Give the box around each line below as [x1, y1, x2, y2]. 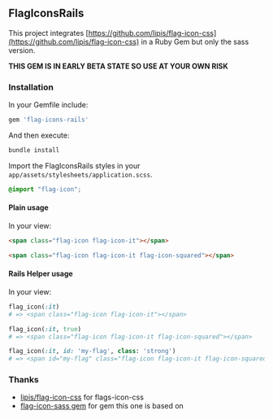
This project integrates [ [8, 28, 89, 37]
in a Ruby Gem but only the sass [141, 37, 249, 46]
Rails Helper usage [8, 268, 73, 279]
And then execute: [8, 130, 70, 140]
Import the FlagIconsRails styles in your [8, 160, 141, 170]
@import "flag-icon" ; [8, 185, 82, 194]
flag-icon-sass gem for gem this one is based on [19, 401, 184, 411]
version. [8, 45, 36, 55]
